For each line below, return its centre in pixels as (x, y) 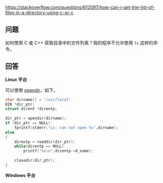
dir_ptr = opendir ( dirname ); (36, 118)
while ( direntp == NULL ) (39, 146)
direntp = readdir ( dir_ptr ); (45, 142)
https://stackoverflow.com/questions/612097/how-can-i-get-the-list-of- (80, 7)
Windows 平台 (20, 175)
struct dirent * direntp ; (31, 109)
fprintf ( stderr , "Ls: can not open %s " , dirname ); (66, 128)
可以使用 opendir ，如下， (32, 90)
